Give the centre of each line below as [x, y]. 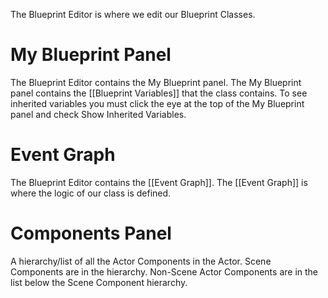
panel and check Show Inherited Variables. [98, 114]
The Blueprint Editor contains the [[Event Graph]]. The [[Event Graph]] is [159, 182]
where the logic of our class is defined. [91, 193]
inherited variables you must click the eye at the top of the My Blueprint [157, 103]
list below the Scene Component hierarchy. [99, 282]
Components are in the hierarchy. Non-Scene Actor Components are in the [164, 271]
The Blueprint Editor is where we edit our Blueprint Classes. [133, 14]
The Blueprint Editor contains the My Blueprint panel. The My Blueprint [156, 82]
